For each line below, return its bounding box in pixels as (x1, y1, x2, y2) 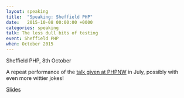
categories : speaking (6, 24, 59, 31)
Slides (6, 86, 21, 93)
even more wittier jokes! (6, 74, 64, 82)
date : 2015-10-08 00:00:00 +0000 (6, 19, 93, 25)
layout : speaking (6, 8, 49, 15)
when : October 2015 (6, 41, 54, 47)
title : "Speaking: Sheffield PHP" (6, 14, 93, 20)
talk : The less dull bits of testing (6, 30, 98, 36)
